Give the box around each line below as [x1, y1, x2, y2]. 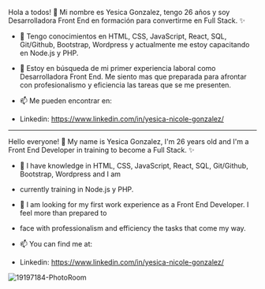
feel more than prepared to [19, 209, 107, 217]
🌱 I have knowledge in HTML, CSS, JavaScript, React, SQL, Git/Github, [19, 161, 248, 170]
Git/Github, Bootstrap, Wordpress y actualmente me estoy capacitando [19, 40, 250, 49]
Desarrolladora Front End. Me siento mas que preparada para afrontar [19, 72, 247, 81]
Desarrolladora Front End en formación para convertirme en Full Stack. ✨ [8, 16, 246, 25]
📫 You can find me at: [19, 239, 93, 248]
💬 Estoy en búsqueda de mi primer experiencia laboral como [19, 64, 216, 72]
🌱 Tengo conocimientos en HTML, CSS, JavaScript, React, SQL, [19, 31, 227, 41]
